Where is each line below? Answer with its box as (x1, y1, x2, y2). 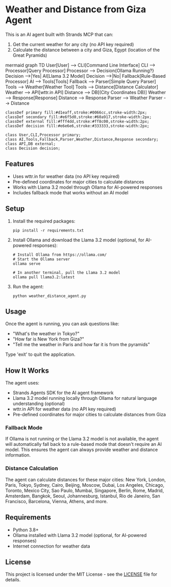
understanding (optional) (12, 400, 65, 407)
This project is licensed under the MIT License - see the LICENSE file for (5, 571, 157, 577)
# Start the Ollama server (12, 257, 70, 262)
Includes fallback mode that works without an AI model (12, 189, 129, 195)
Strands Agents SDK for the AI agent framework (12, 390, 114, 396)
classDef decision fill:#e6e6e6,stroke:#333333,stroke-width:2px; (5, 123, 150, 128)
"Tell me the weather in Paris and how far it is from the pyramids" (12, 342, 150, 348)
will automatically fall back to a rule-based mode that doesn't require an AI (5, 441, 162, 447)
